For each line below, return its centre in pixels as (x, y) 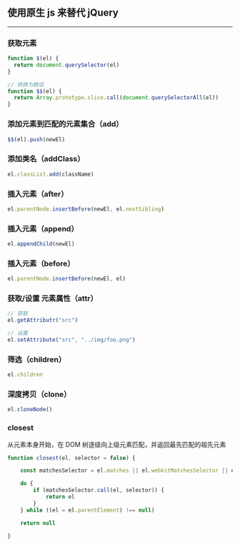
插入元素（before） (41, 263)
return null (38, 523)
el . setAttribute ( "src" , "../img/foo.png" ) (71, 340)
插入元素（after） (38, 193)
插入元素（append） (43, 228)
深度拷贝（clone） (39, 394)
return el (60, 497)
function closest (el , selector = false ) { (71, 458)
